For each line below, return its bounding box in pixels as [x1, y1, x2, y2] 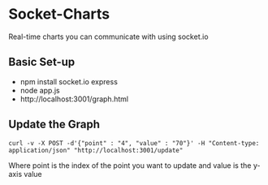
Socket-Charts [8, 5, 110, 24]
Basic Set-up [8, 55, 76, 69]
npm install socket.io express [19, 76, 118, 86]
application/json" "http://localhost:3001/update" [8, 146, 184, 154]
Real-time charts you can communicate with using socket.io [8, 32, 209, 41]
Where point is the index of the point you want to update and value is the [8, 160, 252, 170]
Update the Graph [8, 118, 100, 131]
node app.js [19, 85, 60, 95]
